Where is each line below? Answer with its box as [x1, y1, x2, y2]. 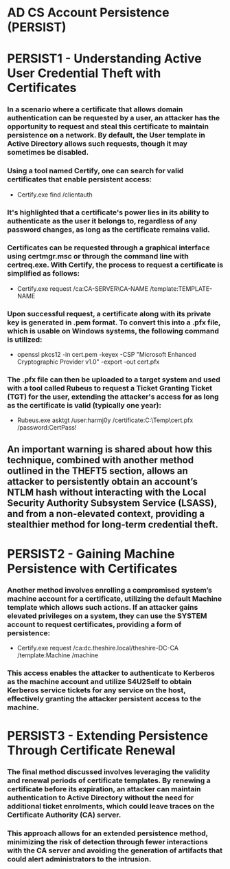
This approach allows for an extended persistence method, [7, 828, 208, 838]
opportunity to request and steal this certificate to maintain [7, 122, 209, 131]
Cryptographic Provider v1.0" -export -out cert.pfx [16, 357, 160, 366]
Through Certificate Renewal [7, 742, 176, 758]
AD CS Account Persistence [7, 5, 170, 21]
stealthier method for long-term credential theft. [7, 518, 218, 530]
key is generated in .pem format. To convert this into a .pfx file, [7, 318, 221, 327]
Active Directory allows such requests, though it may [7, 139, 187, 148]
